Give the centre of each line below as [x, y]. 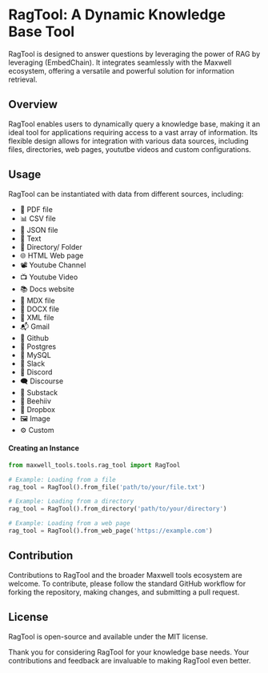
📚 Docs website [47, 289]
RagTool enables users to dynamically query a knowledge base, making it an [134, 124]
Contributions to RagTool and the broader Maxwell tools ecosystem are [125, 575]
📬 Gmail [35, 326]
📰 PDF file [36, 209]
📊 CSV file [38, 218]
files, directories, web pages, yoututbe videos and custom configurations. [130, 149]
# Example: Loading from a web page [69, 523]
